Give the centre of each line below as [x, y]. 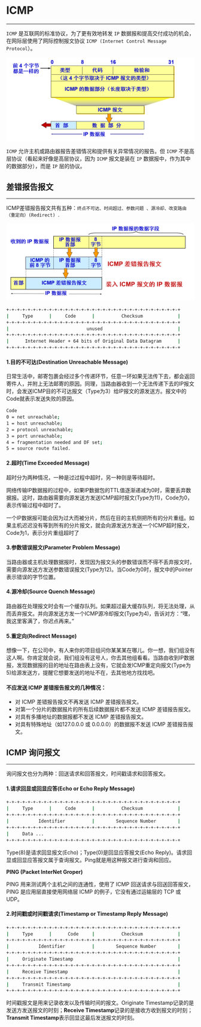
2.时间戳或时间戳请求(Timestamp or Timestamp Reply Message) [87, 914]
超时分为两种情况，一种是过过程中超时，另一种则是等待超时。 [82, 477]
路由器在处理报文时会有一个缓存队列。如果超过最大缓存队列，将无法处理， [98, 606]
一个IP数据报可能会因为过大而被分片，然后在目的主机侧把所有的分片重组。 [98, 517]
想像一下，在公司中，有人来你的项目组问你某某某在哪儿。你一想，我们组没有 [100, 650]
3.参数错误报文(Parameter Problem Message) [63, 547]
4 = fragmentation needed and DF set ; [54, 442]
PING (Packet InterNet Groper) [45, 871]
